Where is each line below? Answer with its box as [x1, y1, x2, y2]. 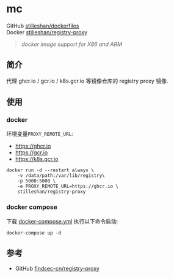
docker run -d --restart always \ [6, 167, 95, 173]
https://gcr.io [15, 149, 48, 156]
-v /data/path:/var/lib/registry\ [17, 173, 105, 179]
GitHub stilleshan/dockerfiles [6, 22, 79, 29]
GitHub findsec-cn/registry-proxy [15, 265, 100, 272]
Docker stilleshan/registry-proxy [6, 28, 87, 36]
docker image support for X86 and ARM [21, 40, 123, 48]
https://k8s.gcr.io [15, 156, 59, 163]
